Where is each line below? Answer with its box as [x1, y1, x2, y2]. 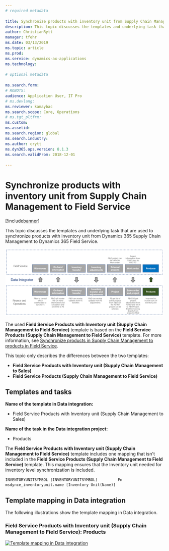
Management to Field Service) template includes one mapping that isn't [5, 451, 155, 457]
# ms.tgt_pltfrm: [5, 115, 42, 120]
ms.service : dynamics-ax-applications [5, 56, 87, 61]
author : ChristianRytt [5, 29, 53, 35]
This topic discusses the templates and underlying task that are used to [5, 228, 153, 234]
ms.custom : [5, 120, 28, 125]
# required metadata [5, 8, 49, 13]
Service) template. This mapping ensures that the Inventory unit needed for [5, 462, 162, 468]
